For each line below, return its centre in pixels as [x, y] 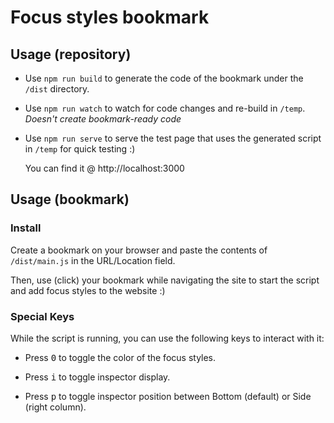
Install [26, 228]
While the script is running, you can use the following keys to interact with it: [167, 338]
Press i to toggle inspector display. [97, 377]
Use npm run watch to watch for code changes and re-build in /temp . [165, 108]
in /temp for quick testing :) [80, 149]
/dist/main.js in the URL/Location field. [93, 260]
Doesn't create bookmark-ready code [103, 119]
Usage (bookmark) [70, 199]
